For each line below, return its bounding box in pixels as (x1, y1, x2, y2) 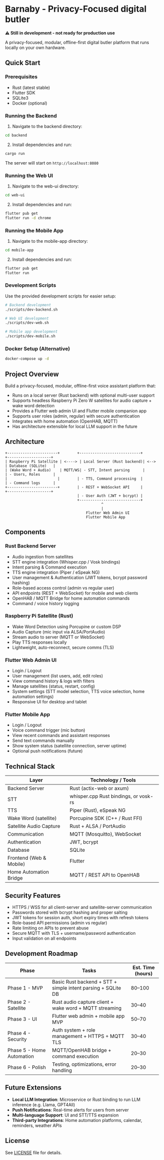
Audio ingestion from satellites (12, 553, 74, 560)
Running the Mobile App (5, 227, 63, 234)
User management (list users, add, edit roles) (12, 673, 103, 679)
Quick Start (5, 59, 41, 67)
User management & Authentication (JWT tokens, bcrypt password (12, 574, 147, 580)
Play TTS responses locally (12, 639, 67, 645)
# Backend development (5, 302, 51, 307)
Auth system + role (52, 1027, 96, 1033)
